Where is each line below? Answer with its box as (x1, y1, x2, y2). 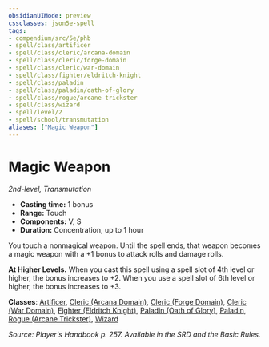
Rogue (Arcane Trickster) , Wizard (8, 313, 118, 324)
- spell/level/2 (8, 109, 62, 117)
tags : (8, 26, 26, 34)
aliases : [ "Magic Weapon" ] (8, 123, 98, 131)
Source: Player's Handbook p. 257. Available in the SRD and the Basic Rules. (8, 329, 261, 339)
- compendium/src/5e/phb (8, 34, 91, 42)
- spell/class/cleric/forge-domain (8, 57, 127, 65)
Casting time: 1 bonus (19, 199, 94, 209)
